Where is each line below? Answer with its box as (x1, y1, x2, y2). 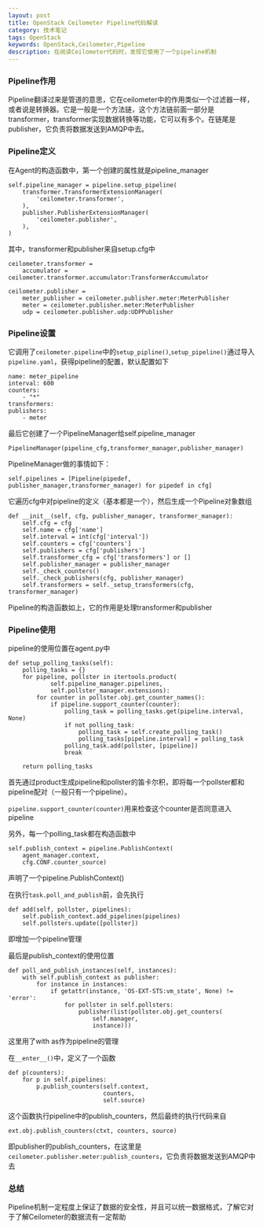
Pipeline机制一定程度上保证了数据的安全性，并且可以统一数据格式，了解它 (8, 1202, 247, 1212)
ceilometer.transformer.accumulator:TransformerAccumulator (8, 273, 210, 282)
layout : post (8, 11, 51, 20)
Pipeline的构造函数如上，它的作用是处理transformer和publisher (8, 603, 213, 612)
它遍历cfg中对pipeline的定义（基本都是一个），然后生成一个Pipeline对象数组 (8, 496, 253, 506)
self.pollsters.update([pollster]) (22, 920, 139, 928)
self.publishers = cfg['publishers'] (22, 546, 146, 555)
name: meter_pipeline (8, 372, 79, 380)
